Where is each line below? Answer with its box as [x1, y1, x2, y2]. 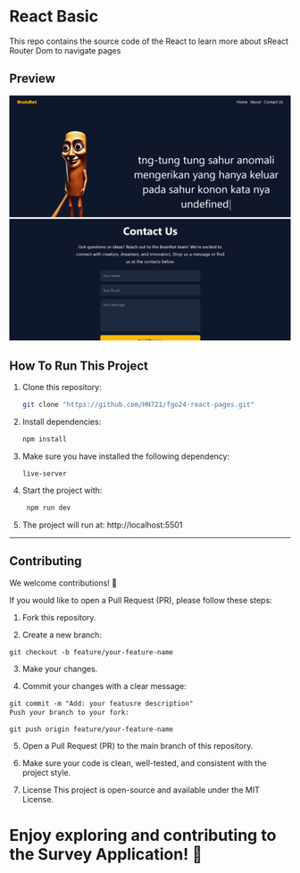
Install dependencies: [21, 417, 102, 427]
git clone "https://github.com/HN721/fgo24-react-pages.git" [21, 400, 255, 410]
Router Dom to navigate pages [9, 45, 121, 55]
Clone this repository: [21, 382, 102, 393]
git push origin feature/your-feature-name [9, 725, 174, 734]
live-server [21, 469, 67, 478]
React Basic [9, 6, 99, 27]
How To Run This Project [9, 358, 149, 373]
